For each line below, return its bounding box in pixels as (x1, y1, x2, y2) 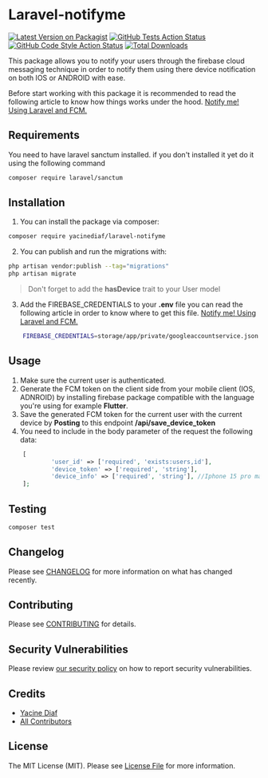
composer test (8, 523, 56, 531)
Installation (8, 196, 65, 209)
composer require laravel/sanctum (8, 173, 124, 181)
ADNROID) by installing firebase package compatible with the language (19, 392, 254, 402)
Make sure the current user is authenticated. (19, 375, 166, 385)
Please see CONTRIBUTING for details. (8, 619, 137, 629)
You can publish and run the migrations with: (19, 247, 167, 256)
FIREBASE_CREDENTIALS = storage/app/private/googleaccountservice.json (22, 332, 259, 340)
